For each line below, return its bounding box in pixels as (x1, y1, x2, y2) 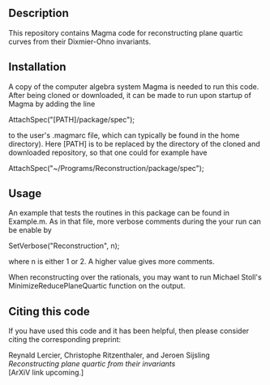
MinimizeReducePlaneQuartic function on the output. (8, 281, 186, 291)
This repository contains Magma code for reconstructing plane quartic (8, 28, 243, 37)
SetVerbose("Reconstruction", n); (8, 241, 120, 250)
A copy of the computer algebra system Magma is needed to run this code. (8, 81, 259, 92)
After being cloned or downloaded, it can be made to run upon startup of (8, 90, 251, 100)
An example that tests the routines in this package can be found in (8, 208, 229, 218)
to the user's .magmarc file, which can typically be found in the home (8, 130, 240, 140)
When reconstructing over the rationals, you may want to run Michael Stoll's (8, 272, 262, 282)
